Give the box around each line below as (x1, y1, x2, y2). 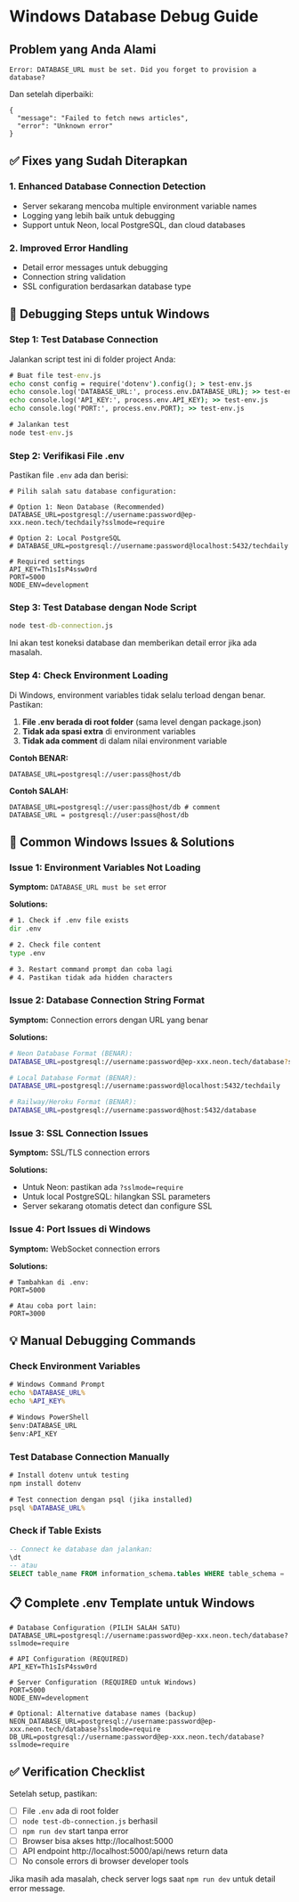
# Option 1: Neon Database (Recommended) (9, 503, 166, 512)
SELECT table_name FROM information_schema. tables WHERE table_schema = (9, 1570, 285, 1578)
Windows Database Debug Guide (9, 6, 259, 27)
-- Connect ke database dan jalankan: (9, 1545, 153, 1554)
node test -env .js (9, 428, 74, 438)
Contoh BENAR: (9, 752, 69, 763)
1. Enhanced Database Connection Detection (9, 180, 206, 193)
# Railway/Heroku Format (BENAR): (9, 1098, 138, 1107)
